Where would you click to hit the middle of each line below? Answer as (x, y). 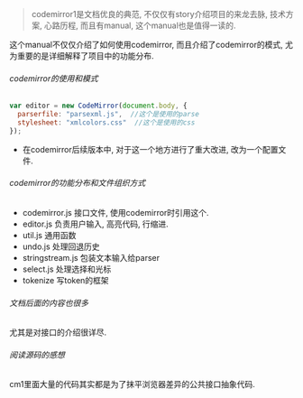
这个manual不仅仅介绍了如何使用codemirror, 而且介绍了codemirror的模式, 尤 (151, 45)
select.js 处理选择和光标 (67, 269)
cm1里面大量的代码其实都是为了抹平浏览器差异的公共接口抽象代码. (132, 384)
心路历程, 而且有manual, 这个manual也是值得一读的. (140, 25)
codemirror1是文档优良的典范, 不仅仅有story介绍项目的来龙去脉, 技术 (158, 14)
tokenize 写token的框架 (66, 280)
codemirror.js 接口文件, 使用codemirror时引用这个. (115, 212)
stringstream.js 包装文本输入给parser (91, 257)
